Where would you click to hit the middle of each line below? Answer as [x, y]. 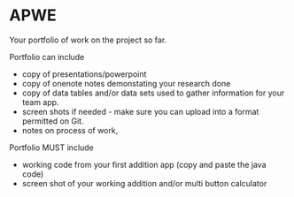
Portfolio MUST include [52, 148]
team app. [40, 102]
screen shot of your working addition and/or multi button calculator [144, 183]
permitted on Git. [53, 121]
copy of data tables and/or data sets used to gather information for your [153, 93]
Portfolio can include [47, 57]
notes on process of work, [70, 130]
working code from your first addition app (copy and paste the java [144, 164]
